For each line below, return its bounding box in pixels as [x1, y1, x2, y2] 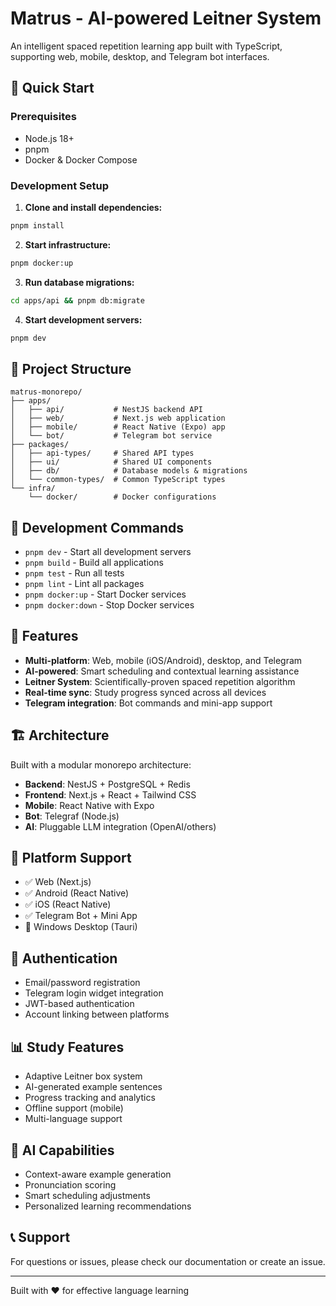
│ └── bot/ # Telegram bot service [10, 431, 213, 441]
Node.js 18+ [24, 132, 75, 144]
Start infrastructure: [24, 238, 112, 251]
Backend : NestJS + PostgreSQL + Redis [24, 778, 191, 790]
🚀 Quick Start [10, 80, 95, 97]
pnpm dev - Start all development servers [24, 546, 192, 558]
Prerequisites [10, 110, 77, 124]
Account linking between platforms [24, 1008, 170, 1021]
